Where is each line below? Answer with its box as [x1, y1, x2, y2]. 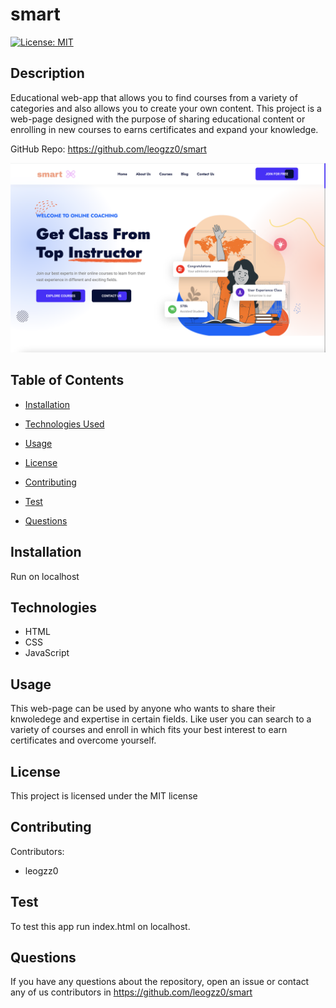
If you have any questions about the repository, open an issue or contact [10, 976, 310, 988]
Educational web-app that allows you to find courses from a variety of [10, 91, 298, 103]
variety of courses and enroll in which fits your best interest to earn [10, 724, 288, 736]
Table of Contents [10, 372, 125, 389]
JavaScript [24, 647, 70, 659]
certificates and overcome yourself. [10, 734, 157, 747]
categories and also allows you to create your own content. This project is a [10, 102, 322, 114]
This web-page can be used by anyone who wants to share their [10, 703, 276, 715]
